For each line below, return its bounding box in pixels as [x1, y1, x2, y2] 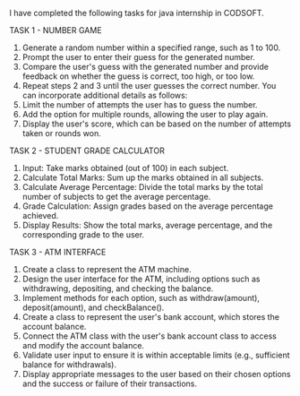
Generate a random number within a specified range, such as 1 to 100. [21, 42, 281, 53]
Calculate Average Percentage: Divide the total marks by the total [21, 182, 263, 192]
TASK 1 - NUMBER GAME [9, 25, 102, 35]
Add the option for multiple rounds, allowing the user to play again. [21, 109, 269, 119]
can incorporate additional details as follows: [21, 90, 188, 100]
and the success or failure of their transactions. [21, 378, 197, 389]
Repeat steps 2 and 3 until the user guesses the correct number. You [21, 81, 277, 90]
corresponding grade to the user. [21, 229, 145, 240]
